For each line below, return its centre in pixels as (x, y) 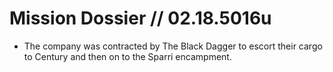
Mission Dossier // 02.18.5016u (140, 18)
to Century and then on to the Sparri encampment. (127, 56)
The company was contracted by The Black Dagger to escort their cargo (173, 46)
